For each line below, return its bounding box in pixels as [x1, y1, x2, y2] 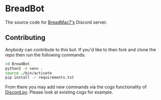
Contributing [5, 33, 46, 42]
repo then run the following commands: [5, 52, 86, 58]
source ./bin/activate [5, 70, 52, 75]
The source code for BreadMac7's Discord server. [5, 19, 107, 25]
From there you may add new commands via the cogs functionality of [5, 84, 147, 90]
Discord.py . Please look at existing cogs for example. [5, 89, 113, 95]
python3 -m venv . [5, 66, 43, 71]
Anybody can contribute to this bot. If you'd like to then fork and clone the [5, 46, 156, 52]
